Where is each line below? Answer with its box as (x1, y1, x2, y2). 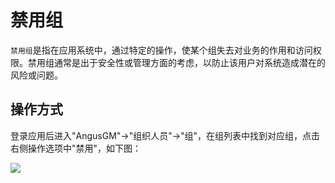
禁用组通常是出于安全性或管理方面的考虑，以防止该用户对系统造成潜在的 (27, 56, 326, 68)
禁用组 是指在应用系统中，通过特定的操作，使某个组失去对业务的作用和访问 (10, 44, 313, 56)
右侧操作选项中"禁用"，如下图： (10, 142, 142, 154)
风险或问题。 (10, 69, 63, 81)
